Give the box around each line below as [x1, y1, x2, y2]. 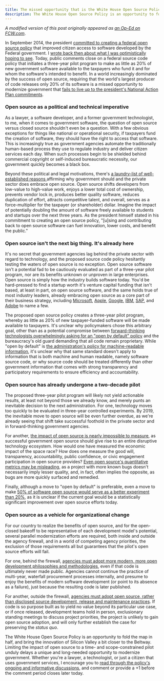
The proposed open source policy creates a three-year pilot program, [5, 312, 145, 318]
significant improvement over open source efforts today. [5, 499, 118, 505]
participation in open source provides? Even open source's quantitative [5, 459, 148, 465]
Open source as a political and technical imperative [5, 103, 129, 110]
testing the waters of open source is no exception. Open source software [5, 261, 152, 267]
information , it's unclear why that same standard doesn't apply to [5, 349, 136, 354]
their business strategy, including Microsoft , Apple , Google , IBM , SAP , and [5, 298, 154, 304]
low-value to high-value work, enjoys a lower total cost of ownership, [5, 186, 144, 192]
